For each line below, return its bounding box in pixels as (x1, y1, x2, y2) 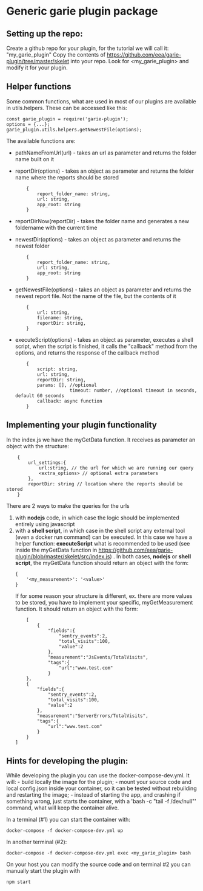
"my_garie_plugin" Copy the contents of (6, 51, 106, 58)
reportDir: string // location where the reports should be (28, 480, 183, 487)
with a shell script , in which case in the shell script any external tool (15, 527, 185, 534)
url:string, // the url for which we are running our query (38, 465, 194, 471)
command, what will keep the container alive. (6, 804, 119, 811)
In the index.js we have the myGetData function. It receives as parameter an (6, 436, 196, 443)
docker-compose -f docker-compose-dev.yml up (6, 828, 123, 834)
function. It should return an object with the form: (15, 605, 138, 612)
